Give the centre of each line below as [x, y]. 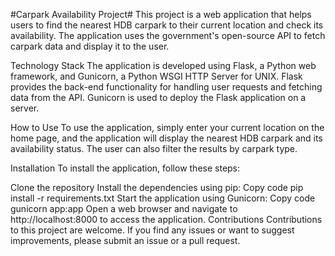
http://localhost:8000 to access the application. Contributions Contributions [166, 219]
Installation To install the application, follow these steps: [125, 168]
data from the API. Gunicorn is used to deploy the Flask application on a [158, 97]
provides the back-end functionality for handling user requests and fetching [166, 87]
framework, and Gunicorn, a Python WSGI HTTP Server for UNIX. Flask [156, 76]
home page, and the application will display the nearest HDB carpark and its [166, 138]
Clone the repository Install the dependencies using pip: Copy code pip [157, 187]
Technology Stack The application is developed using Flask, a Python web [163, 65]
